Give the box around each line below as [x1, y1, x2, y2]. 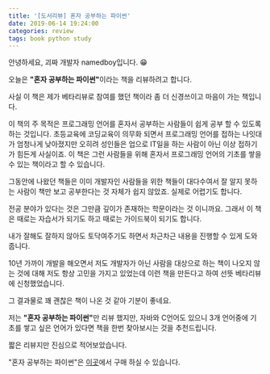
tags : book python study [8, 34, 92, 43]
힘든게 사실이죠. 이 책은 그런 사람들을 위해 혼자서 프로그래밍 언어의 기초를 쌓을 [16, 149, 262, 159]
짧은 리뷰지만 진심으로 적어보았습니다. [8, 340, 127, 350]
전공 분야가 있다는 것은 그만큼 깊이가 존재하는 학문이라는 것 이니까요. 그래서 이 [8, 204, 254, 214]
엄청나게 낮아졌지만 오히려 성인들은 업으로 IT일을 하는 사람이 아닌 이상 [16, 139, 236, 149]
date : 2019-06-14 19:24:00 [8, 19, 99, 27]
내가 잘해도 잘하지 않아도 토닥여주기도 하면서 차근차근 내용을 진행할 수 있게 [8, 231, 243, 241]
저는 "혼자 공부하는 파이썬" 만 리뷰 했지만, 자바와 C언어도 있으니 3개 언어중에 [8, 313, 248, 323]
